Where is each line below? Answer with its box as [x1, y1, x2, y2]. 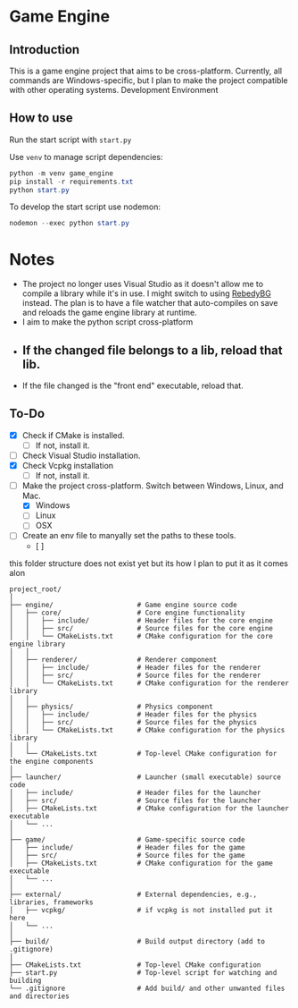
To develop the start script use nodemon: [9, 201, 161, 212]
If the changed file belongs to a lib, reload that [21, 343, 283, 358]
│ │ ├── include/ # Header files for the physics [9, 709, 257, 719]
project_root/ [9, 584, 62, 594]
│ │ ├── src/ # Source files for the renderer [9, 671, 261, 680]
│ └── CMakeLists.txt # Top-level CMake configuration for [9, 749, 277, 758]
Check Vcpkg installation [21, 461, 114, 471]
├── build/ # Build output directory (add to [9, 936, 266, 945]
